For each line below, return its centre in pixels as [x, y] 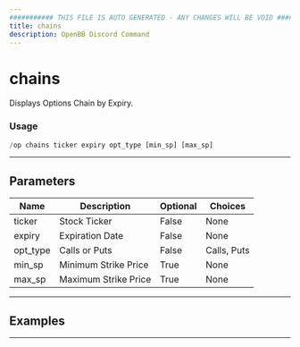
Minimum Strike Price [104, 265]
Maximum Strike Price [105, 280]
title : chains [36, 26]
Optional [178, 207]
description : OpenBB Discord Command [79, 34]
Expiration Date [92, 236]
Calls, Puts [227, 250]
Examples [37, 321]
